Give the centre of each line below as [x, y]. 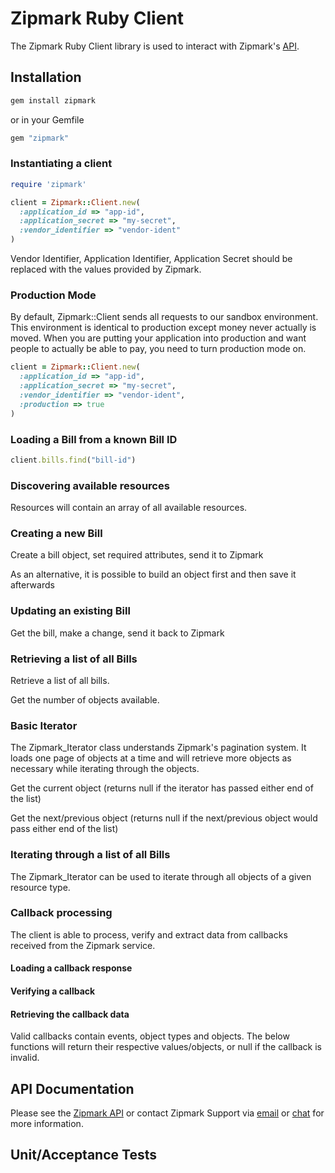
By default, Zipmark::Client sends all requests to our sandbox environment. [164, 317]
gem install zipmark [53, 100]
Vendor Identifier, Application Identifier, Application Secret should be [151, 259]
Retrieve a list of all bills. [60, 680]
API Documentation [72, 1088]
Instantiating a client [61, 164]
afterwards [32, 585]
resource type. [40, 887]
